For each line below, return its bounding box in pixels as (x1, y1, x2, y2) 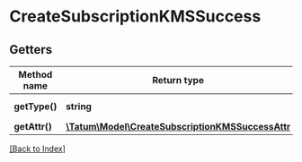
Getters (9, 42, 53, 57)
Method (18, 69, 53, 81)
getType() (13, 100, 58, 113)
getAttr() (13, 121, 52, 132)
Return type (152, 74, 205, 86)
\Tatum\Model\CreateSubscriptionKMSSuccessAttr (66, 121, 291, 132)
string (66, 100, 93, 113)
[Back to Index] (9, 143, 66, 154)
